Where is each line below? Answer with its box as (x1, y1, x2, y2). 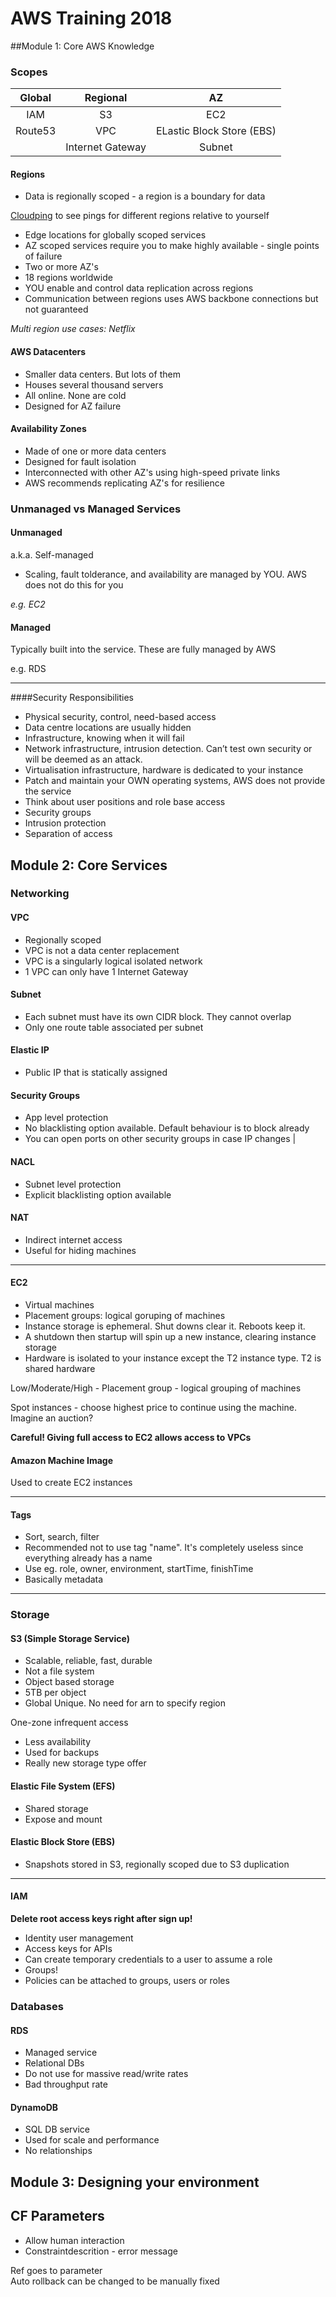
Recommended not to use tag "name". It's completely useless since (24, 1542, 304, 1554)
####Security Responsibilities (10, 692, 134, 704)
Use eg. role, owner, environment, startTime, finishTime (24, 1563, 254, 1575)
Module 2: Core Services (10, 857, 168, 874)
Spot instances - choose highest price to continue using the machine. (10, 1401, 297, 1413)
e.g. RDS (10, 663, 47, 675)
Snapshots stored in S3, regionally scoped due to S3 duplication (24, 1858, 290, 1870)
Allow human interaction (24, 2234, 125, 2246)
